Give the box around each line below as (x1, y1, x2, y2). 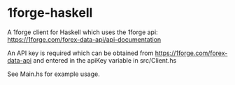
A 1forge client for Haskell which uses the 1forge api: (7, 28, 159, 36)
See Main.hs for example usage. (7, 70, 100, 78)
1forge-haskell (7, 5, 93, 21)
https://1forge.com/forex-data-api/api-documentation (7, 35, 162, 43)
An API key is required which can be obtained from (7, 49, 154, 57)
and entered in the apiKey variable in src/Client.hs (33, 56, 177, 64)
